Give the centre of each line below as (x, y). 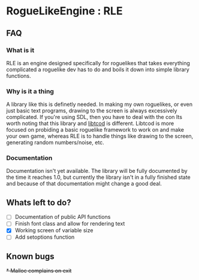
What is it (20, 50)
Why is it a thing (30, 91)
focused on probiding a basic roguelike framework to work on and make (95, 130)
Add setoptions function (45, 237)
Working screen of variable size (54, 230)
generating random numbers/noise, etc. (55, 142)
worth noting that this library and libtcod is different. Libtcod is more (90, 123)
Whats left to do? (39, 203)
